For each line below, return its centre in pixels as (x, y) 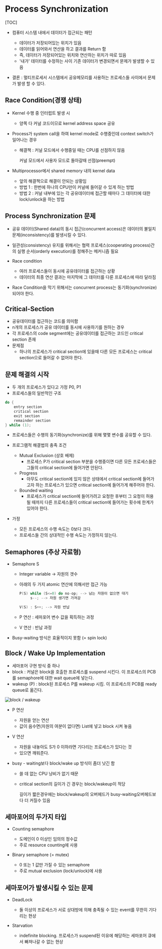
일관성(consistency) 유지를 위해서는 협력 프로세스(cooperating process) (81, 245)
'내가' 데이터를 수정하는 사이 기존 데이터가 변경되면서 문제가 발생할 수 (84, 61)
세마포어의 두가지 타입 (36, 817)
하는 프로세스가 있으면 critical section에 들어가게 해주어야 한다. (95, 485)
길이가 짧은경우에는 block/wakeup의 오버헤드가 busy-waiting (78, 794)
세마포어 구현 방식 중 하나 (36, 666)
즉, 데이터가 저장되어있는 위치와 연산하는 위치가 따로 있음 (73, 55)
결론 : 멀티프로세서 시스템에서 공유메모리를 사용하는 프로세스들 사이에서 (79, 77)
